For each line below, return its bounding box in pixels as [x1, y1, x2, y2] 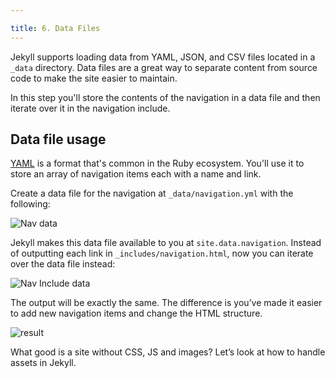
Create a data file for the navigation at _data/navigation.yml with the [10, 187, 294, 200]
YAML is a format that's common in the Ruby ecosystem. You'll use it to [10, 157, 305, 170]
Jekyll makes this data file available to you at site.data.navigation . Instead [10, 237, 322, 249]
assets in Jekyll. [10, 357, 77, 369]
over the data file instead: [10, 258, 116, 270]
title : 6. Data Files [10, 23, 101, 33]
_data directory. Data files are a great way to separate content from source [10, 61, 318, 73]
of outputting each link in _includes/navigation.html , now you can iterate [10, 247, 314, 260]
